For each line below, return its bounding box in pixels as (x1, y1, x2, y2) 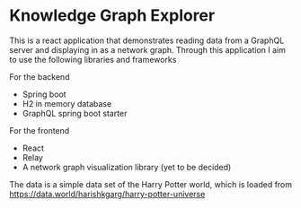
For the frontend (9, 125, 70, 135)
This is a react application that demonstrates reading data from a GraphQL (9, 35, 285, 46)
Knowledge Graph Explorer (9, 5, 216, 26)
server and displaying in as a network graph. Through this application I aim (9, 44, 286, 55)
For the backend (9, 71, 70, 82)
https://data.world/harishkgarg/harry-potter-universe (9, 188, 206, 199)
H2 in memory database (22, 98, 112, 108)
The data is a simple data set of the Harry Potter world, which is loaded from (9, 178, 293, 189)
